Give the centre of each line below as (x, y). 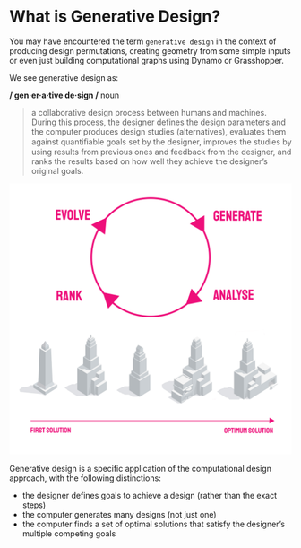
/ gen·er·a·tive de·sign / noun (64, 95)
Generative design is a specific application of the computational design (140, 469)
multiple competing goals (69, 534)
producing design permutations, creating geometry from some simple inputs (150, 50)
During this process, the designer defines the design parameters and (159, 122)
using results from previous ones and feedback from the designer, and (161, 152)
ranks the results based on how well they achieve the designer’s (150, 161)
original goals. (57, 170)
